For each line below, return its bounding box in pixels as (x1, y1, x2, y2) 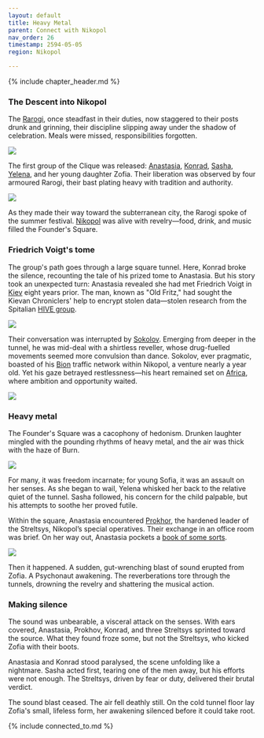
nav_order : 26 (8, 33, 55, 42)
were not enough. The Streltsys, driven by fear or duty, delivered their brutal (8, 674, 255, 684)
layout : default (8, 11, 61, 20)
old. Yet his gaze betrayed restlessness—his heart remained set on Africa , (8, 367, 248, 377)
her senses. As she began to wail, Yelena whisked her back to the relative (8, 483, 246, 493)
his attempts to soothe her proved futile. (8, 500, 138, 509)
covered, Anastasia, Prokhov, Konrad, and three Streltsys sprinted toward (8, 625, 246, 635)
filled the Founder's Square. (8, 225, 98, 234)
